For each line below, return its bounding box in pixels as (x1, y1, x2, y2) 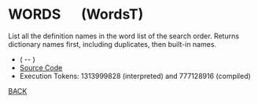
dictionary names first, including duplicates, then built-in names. (8, 39, 217, 48)
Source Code (19, 62, 63, 72)
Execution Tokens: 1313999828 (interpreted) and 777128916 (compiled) (19, 71, 252, 80)
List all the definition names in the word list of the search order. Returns (8, 31, 240, 41)
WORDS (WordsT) (8, 5, 144, 23)
